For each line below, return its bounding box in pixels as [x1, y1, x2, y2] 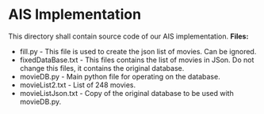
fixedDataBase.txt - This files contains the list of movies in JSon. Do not [19, 55, 254, 64]
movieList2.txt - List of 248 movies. [19, 80, 136, 90]
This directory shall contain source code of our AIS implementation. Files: [8, 31, 249, 41]
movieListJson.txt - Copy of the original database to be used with [19, 88, 234, 97]
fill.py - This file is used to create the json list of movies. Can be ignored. [19, 46, 257, 56]
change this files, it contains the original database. [19, 63, 185, 72]
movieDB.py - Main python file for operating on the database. [19, 72, 220, 81]
